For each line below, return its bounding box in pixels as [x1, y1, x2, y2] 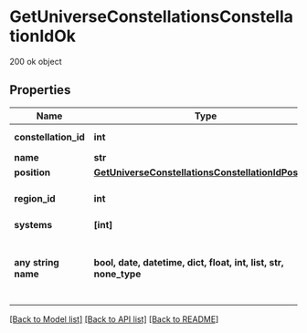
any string [14, 255, 59, 268]
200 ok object [9, 56, 62, 67]
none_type [93, 267, 142, 280]
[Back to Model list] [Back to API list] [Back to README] [9, 313, 219, 325]
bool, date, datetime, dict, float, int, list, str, [93, 255, 285, 268]
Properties [9, 82, 71, 98]
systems [14, 218, 53, 231]
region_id [14, 192, 57, 204]
